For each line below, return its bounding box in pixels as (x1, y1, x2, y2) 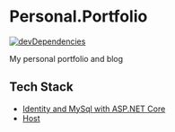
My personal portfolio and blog (9, 53, 124, 64)
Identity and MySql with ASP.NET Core (22, 103, 166, 114)
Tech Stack (9, 79, 74, 95)
